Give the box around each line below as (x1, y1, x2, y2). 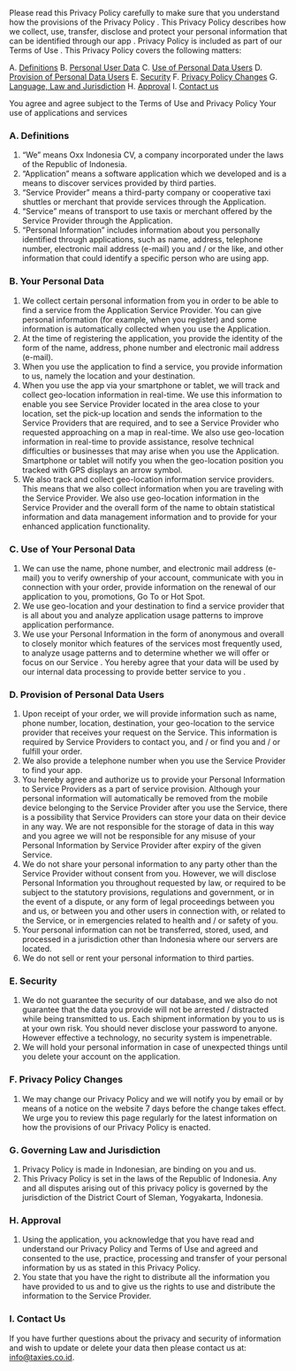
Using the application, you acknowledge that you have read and (21, 1234, 254, 1245)
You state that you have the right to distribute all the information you (21, 1272, 270, 1283)
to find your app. (21, 765, 83, 776)
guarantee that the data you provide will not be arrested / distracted (21, 1004, 269, 1015)
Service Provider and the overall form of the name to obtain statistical (21, 502, 276, 512)
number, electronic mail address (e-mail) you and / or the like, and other (21, 243, 285, 255)
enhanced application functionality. (21, 521, 150, 532)
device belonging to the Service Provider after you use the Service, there (21, 802, 288, 813)
